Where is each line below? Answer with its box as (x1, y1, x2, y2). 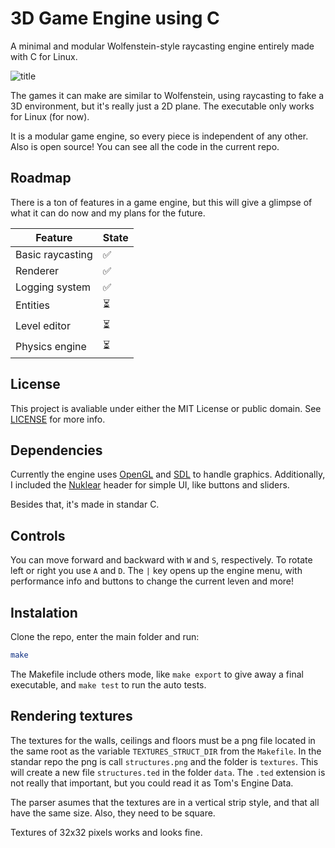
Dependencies (10, 442, 103, 459)
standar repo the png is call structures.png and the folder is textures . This (10, 755, 319, 767)
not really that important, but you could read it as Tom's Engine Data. (10, 777, 294, 789)
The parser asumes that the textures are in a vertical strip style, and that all (10, 796, 320, 808)
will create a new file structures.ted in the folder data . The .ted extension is (10, 766, 326, 778)
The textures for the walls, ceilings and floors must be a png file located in (10, 734, 316, 746)
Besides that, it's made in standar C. (10, 498, 160, 511)
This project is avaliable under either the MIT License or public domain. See (10, 402, 322, 414)
